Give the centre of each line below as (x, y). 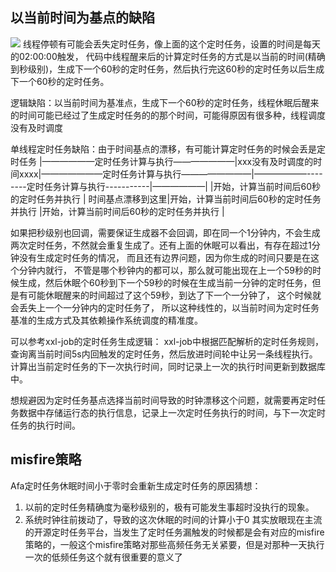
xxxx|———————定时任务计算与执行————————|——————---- (170, 174)
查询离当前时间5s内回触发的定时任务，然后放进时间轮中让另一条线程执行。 (164, 354)
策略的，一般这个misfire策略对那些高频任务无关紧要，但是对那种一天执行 (174, 544)
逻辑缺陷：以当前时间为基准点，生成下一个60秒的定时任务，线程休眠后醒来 (165, 102)
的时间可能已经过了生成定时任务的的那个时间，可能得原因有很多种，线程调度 (168, 115)
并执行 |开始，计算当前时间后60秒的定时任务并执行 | (117, 211)
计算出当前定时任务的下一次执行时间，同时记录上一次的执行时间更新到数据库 (168, 366)
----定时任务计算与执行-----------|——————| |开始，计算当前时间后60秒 (166, 186)
